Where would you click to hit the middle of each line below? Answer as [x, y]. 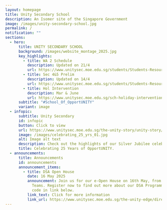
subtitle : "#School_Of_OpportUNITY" [56, 103]
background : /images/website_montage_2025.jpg [67, 51]
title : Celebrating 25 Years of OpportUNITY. [66, 149]
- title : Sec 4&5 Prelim [49, 75]
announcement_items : [40, 167]
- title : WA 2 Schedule [47, 61]
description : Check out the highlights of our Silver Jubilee [84, 144]
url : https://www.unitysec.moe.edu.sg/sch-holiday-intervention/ [96, 98]
